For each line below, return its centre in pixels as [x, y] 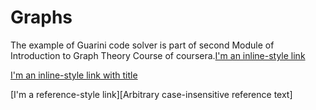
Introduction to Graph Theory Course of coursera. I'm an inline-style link [158, 55]
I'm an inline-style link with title [74, 75]
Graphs [41, 17]
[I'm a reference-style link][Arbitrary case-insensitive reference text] [151, 94]
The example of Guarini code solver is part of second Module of [142, 45]
